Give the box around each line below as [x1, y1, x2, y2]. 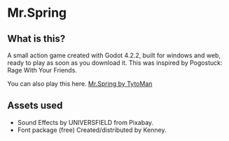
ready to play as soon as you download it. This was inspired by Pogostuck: [7, 59, 223, 67]
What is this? [7, 33, 66, 45]
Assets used [7, 100, 63, 112]
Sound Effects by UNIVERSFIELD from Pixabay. [17, 118, 154, 126]
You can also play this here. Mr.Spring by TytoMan [7, 80, 153, 88]
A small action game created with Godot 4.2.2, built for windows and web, [7, 51, 221, 59]
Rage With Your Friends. [7, 66, 77, 74]
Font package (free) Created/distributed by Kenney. [17, 126, 167, 134]
